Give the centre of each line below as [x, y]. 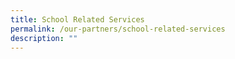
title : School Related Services [77, 19]
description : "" [44, 38]
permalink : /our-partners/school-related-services [118, 29]
